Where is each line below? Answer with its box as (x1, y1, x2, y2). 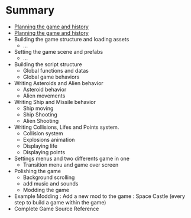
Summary (5, 4, 54, 17)
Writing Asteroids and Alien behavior (14, 79, 104, 86)
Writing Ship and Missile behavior (14, 98, 96, 105)
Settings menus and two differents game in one (14, 155, 130, 162)
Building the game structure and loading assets (14, 35, 130, 43)
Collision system (22, 129, 63, 136)
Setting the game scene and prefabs (14, 48, 103, 55)
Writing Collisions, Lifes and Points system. (14, 123, 119, 131)
